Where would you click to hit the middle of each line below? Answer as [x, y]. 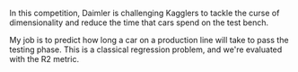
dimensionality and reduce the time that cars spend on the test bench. [139, 22]
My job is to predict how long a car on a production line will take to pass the [149, 40]
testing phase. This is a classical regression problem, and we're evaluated [146, 49]
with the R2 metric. [44, 59]
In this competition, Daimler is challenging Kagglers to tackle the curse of [145, 13]
